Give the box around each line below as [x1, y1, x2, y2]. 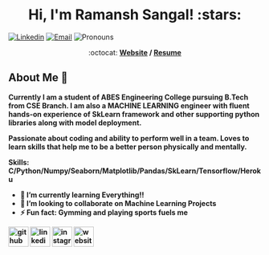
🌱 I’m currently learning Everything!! [19, 190, 145, 200]
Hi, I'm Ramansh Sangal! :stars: [27, 6, 243, 24]
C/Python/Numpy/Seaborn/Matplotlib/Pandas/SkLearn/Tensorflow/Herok [8, 166, 261, 176]
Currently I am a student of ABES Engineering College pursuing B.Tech [8, 92, 249, 102]
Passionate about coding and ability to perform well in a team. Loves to [8, 133, 250, 143]
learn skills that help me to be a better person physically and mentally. [8, 142, 247, 152]
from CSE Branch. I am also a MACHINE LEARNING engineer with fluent [8, 100, 251, 110]
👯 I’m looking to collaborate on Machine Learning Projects [19, 198, 217, 208]
